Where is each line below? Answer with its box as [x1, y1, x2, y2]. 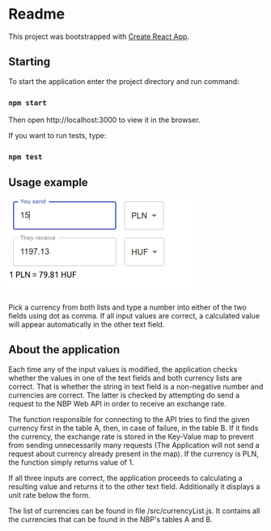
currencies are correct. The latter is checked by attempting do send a [8, 390, 240, 400]
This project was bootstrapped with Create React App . [8, 32, 190, 41]
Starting [8, 55, 51, 69]
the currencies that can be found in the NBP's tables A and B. [8, 514, 213, 524]
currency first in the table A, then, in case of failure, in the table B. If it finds [8, 423, 259, 432]
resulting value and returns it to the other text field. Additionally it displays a [8, 482, 260, 491]
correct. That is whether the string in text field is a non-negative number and [8, 381, 264, 391]
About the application [8, 343, 120, 356]
